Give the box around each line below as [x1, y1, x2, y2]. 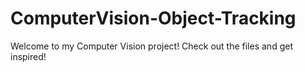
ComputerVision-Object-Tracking [10, 7, 297, 30]
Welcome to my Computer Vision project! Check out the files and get [10, 40, 293, 52]
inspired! [10, 50, 47, 62]
